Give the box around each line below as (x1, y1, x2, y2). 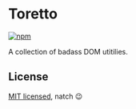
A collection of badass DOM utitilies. (8, 46, 128, 56)
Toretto (8, 5, 58, 23)
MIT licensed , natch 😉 (8, 91, 83, 101)
